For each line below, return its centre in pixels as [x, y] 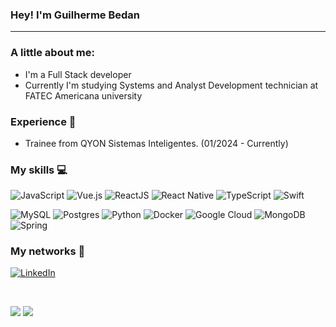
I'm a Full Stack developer [78, 74]
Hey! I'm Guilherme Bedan [75, 15]
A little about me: [52, 53]
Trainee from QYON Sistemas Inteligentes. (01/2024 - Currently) [156, 143]
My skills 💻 [39, 170]
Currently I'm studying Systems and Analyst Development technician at [171, 85]
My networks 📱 [48, 251]
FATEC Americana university [83, 95]
